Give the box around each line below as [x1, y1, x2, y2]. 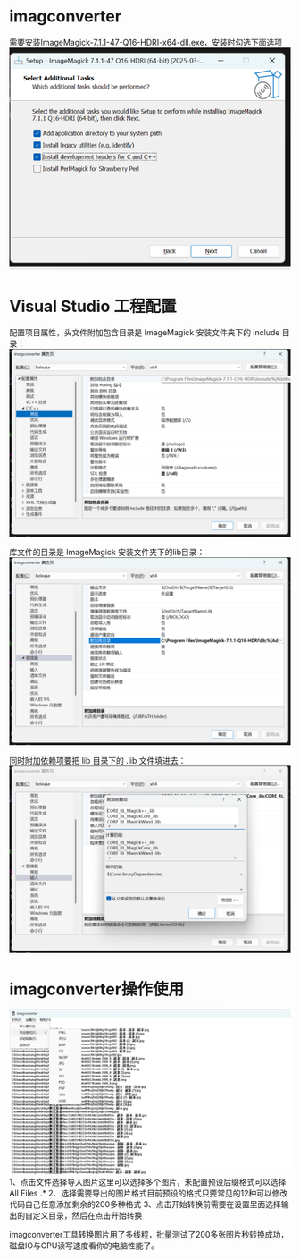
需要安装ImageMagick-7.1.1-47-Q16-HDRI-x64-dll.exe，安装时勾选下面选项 [9, 37, 283, 47]
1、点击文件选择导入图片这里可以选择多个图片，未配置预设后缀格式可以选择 [9, 1177, 287, 1187]
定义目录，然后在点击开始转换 [32, 1210, 143, 1221]
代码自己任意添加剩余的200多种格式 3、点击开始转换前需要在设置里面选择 [9, 1199, 281, 1210]
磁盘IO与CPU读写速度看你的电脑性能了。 [9, 1240, 160, 1251]
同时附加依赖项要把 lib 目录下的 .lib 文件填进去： [9, 755, 187, 765]
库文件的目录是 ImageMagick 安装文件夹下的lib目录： [9, 546, 205, 557]
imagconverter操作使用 [9, 979, 185, 999]
